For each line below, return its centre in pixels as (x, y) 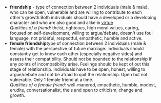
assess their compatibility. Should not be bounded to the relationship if (81, 59)
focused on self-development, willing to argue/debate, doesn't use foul (81, 33)
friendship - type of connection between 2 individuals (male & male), (79, 7)
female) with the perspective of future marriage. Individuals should (77, 49)
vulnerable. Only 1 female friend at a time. (51, 80)
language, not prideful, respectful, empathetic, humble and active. (76, 38)
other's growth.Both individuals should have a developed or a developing (83, 17)
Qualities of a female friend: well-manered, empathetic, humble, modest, (83, 85)
